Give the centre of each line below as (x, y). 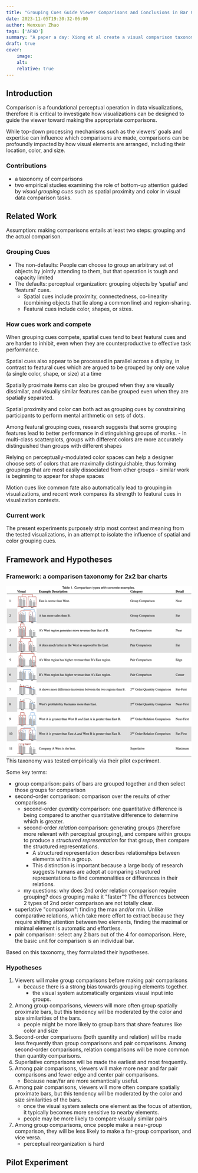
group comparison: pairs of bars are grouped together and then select (100, 784)
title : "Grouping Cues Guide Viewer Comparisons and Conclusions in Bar (97, 12)
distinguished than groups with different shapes (64, 446)
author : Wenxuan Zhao (33, 25)
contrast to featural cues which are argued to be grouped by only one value (98, 367)
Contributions (27, 166)
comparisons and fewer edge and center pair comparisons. (87, 1075)
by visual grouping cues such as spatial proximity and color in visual (98, 191)
